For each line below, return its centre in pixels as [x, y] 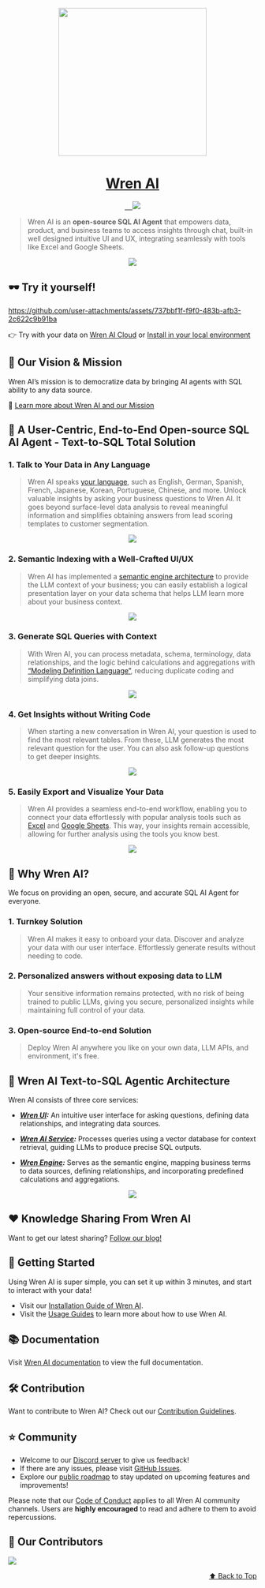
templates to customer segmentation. [88, 524]
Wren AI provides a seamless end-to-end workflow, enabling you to [137, 809]
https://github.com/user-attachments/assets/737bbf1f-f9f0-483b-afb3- [125, 310]
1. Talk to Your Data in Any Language [79, 464]
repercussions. [32, 1517]
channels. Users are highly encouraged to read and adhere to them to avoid [132, 1509]
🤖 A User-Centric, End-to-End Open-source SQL [129, 430]
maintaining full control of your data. [86, 1009]
